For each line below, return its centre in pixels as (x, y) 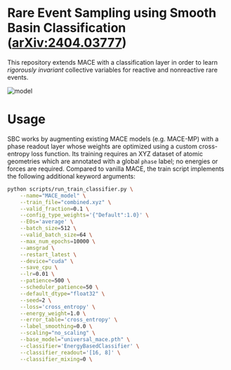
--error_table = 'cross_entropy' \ (69, 320)
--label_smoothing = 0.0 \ (56, 326)
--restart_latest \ (48, 255)
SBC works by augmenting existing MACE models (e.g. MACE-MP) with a (113, 139)
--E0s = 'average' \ (47, 222)
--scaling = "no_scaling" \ (58, 333)
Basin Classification (67, 28)
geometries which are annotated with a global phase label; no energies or (113, 161)
